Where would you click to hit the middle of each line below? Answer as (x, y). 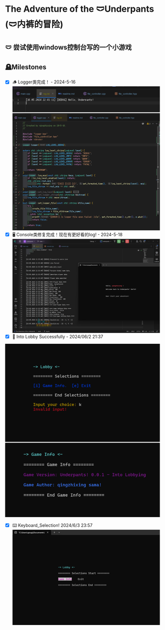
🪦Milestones (26, 67)
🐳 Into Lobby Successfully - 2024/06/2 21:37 (58, 336)
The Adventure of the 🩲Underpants (80, 9)
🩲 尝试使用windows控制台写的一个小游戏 (69, 47)
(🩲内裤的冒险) (34, 24)
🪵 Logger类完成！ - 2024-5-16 (44, 82)
